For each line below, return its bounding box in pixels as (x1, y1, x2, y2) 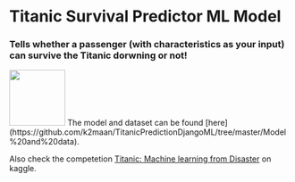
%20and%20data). (9, 136, 80, 147)
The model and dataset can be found (66, 118, 204, 128)
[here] (205, 118, 228, 128)
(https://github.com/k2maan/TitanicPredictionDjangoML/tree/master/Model (9, 127, 287, 137)
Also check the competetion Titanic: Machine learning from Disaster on (9, 153, 272, 164)
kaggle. (9, 163, 38, 174)
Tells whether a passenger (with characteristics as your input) (9, 38, 285, 51)
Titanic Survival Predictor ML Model (9, 6, 282, 27)
